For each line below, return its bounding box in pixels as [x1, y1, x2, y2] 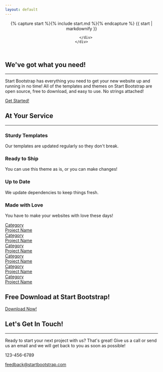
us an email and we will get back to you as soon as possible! [5, 342, 126, 348]
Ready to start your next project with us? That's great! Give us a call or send [5, 337, 157, 343]
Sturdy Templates [5, 132, 48, 139]
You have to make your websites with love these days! [5, 213, 114, 219]
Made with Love [5, 201, 44, 208]
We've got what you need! [5, 60, 86, 69]
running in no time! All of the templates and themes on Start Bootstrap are [5, 83, 152, 89]
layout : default [5, 7, 38, 12]
